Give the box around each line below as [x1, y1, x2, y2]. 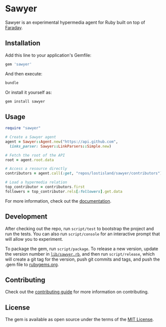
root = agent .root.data [5, 157, 54, 163]
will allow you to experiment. [5, 236, 63, 242]
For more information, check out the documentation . [5, 198, 112, 204]
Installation [5, 39, 41, 48]
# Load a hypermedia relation [5, 180, 68, 185]
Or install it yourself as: [5, 89, 52, 95]
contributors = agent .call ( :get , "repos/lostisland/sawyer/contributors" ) [5, 171, 163, 176]
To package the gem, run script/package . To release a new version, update [5, 246, 159, 252]
